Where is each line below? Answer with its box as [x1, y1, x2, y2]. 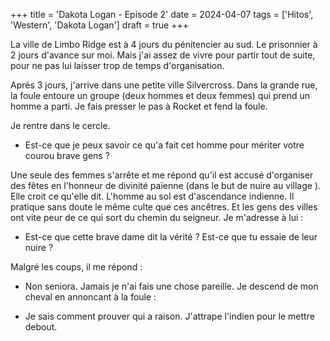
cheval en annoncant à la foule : [24, 291, 157, 303]
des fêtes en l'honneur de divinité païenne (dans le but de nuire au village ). [10, 180, 322, 191]
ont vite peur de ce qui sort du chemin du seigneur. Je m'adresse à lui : [10, 212, 304, 223]
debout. [24, 321, 58, 333]
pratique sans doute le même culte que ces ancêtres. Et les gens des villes [10, 201, 318, 213]
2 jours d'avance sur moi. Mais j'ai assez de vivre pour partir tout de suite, [10, 49, 316, 61]
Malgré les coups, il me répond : [10, 261, 143, 273]
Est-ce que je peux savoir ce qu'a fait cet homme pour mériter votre [24, 139, 305, 151]
